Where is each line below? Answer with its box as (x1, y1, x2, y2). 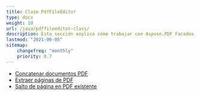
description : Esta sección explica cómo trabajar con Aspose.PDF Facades (6, 31, 195, 37)
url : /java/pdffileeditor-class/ (6, 25, 90, 32)
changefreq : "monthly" (17, 48, 74, 54)
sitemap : (6, 43, 28, 49)
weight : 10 (6, 20, 34, 26)
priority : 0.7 (17, 53, 52, 59)
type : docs (6, 14, 34, 20)
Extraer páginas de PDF (14, 76, 74, 83)
